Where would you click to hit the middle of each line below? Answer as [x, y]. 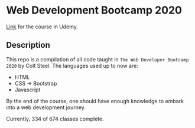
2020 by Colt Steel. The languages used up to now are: [72, 65]
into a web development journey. [46, 107]
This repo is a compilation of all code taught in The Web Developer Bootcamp [97, 59]
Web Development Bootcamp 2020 [94, 10]
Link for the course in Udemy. [42, 27]
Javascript [27, 90]
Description [28, 45]
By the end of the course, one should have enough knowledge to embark [95, 101]
